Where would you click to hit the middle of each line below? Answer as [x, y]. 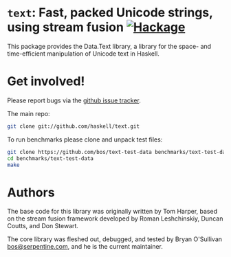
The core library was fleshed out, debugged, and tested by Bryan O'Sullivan [114, 239]
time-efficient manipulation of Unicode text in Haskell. [83, 54]
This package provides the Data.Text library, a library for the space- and [109, 46]
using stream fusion [65, 27]
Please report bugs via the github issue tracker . [74, 100]
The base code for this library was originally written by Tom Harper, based [112, 212]
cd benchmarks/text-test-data [51, 158]
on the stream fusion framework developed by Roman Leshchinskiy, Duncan [115, 219]
